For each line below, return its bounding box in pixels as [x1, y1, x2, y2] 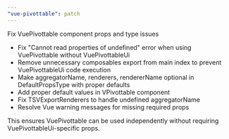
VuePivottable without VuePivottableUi [17, 51, 130, 59]
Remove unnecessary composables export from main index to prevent [17, 58, 222, 67]
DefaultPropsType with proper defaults [17, 80, 130, 88]
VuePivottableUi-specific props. [7, 124, 100, 132]
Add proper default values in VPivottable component [17, 88, 171, 96]
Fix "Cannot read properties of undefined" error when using [17, 43, 192, 51]
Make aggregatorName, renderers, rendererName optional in [17, 73, 194, 81]
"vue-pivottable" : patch [7, 10, 80, 18]
